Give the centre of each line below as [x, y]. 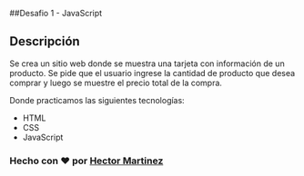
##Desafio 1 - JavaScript [56, 13]
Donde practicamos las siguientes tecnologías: [97, 100]
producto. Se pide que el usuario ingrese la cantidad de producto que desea [152, 73]
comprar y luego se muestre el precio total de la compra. [116, 83]
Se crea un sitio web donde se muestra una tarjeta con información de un [147, 64]
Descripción [45, 41]
